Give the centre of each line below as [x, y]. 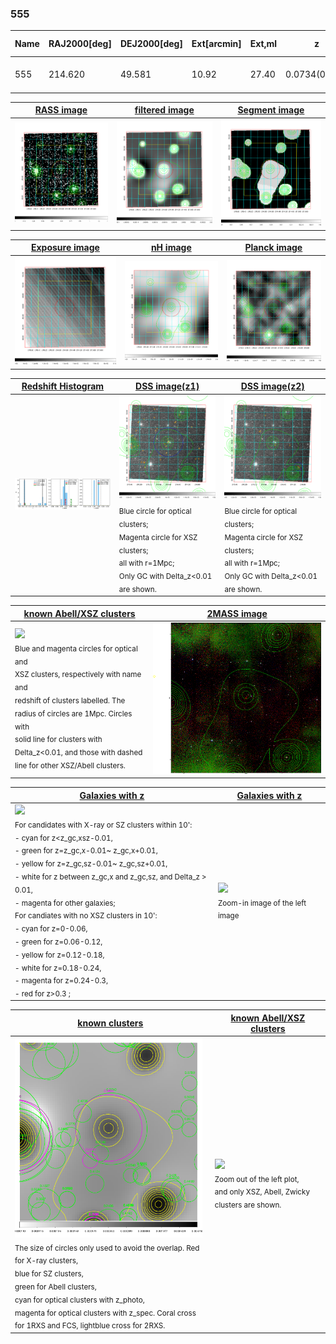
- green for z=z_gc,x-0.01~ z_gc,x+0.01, [86, 851]
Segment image [271, 110]
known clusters [110, 1023]
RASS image [61, 110]
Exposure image [65, 248]
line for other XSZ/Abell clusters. [70, 765]
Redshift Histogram [63, 386]
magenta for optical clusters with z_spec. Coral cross [105, 1313]
